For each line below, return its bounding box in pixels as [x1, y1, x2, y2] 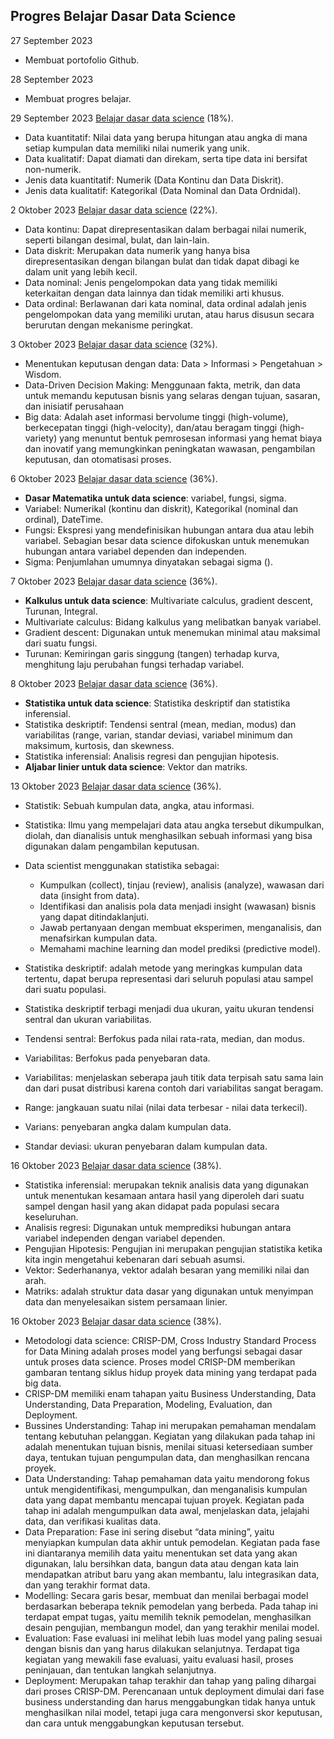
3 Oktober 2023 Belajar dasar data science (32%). [10, 338, 218, 350]
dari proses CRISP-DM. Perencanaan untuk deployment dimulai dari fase [24, 1685, 325, 1697]
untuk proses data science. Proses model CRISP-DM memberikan [24, 1355, 296, 1368]
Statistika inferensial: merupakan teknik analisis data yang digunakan [24, 1179, 310, 1191]
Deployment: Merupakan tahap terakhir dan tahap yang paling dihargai [24, 1674, 317, 1686]
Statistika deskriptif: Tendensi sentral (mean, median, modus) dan [24, 718, 297, 730]
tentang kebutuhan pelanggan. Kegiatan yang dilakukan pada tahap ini [24, 1430, 316, 1442]
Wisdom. [24, 368, 62, 380]
